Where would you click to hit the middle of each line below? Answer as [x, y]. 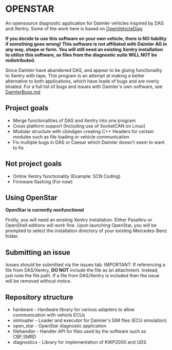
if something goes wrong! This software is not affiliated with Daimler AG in [86, 44]
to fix [18, 148]
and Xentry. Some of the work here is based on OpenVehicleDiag [74, 28]
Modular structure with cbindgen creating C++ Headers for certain [83, 131]
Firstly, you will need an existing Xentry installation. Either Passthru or [79, 220]
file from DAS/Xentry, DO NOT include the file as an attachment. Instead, [82, 270]
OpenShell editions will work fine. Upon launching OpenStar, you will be [81, 225]
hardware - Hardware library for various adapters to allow [74, 310]
